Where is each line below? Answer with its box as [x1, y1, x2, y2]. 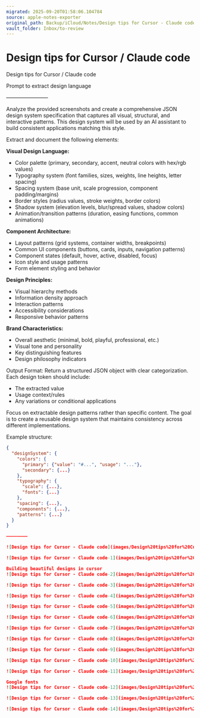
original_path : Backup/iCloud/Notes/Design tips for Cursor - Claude [6, 20, 183, 26]
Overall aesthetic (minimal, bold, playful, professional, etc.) [14, 337, 160, 344]
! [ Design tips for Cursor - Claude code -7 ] [6, 625, 116, 631]
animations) [14, 216, 44, 224]
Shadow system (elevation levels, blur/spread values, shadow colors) [14, 204, 185, 211]
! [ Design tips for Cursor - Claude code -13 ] [6, 695, 118, 701]
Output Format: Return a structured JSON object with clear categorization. [6, 367, 189, 374]
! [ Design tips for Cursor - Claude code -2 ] [6, 571, 116, 577]
